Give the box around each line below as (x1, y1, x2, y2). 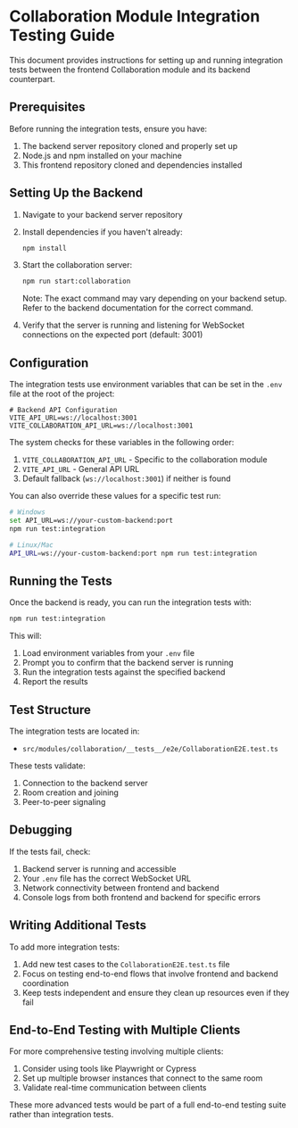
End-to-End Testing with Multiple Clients (9, 1023, 241, 1038)
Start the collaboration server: (21, 260, 133, 270)
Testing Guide (9, 25, 115, 46)
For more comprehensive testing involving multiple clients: (9, 1046, 224, 1057)
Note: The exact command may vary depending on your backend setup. (21, 293, 287, 304)
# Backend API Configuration (9, 406, 118, 415)
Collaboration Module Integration (9, 6, 261, 27)
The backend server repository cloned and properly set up (21, 140, 238, 151)
